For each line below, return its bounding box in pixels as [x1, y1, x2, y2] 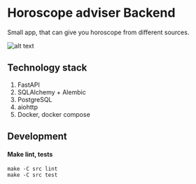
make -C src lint [7, 166, 58, 173]
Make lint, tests [7, 150, 53, 158]
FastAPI [17, 80, 40, 89]
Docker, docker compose [17, 110, 91, 118]
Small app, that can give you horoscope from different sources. [7, 28, 190, 36]
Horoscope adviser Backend [7, 5, 176, 21]
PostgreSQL [17, 95, 52, 104]
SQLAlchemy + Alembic [17, 87, 86, 96]
